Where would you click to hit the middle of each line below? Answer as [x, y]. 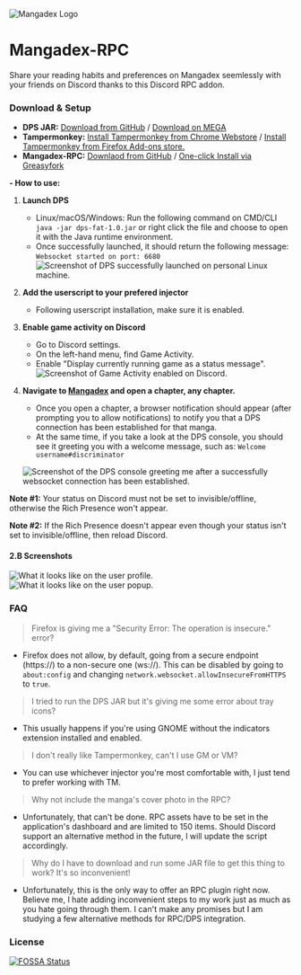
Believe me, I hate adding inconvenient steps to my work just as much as [156, 900]
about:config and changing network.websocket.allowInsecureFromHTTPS [154, 674]
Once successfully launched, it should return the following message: [162, 246]
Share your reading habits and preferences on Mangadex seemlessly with [145, 75]
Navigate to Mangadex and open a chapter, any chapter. [129, 391]
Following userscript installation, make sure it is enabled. [140, 310]
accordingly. [45, 846]
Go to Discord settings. [78, 345]
